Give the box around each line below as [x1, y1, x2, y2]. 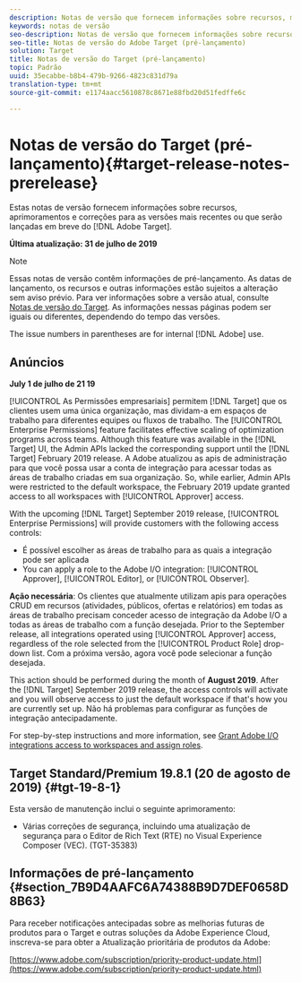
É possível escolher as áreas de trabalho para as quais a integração [21, 545, 272, 556]
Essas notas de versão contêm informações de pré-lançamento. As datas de [9, 273, 292, 284]
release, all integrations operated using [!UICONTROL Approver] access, [9, 629, 277, 640]
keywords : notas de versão [9, 22, 110, 30]
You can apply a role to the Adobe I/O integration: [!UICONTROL [21, 564, 259, 574]
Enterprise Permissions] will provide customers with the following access [9, 518, 279, 529]
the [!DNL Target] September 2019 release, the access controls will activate [9, 685, 288, 695]
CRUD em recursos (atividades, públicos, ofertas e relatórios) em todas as [9, 600, 284, 611]
